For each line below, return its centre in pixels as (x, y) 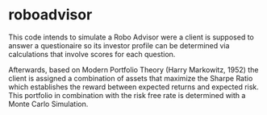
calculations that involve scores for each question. (92, 54)
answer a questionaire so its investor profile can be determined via (119, 45)
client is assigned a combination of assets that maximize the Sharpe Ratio (131, 78)
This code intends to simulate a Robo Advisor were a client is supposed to (131, 37)
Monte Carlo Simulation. (48, 104)
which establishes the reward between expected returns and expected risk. (134, 87)
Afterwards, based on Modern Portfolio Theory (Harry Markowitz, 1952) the (133, 69)
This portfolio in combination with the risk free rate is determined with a (127, 95)
